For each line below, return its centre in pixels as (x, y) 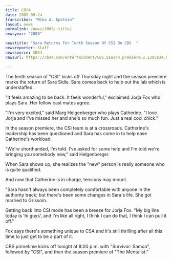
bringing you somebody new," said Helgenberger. (58, 154)
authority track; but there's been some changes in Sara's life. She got (79, 194)
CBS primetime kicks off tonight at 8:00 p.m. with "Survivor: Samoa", (78, 246)
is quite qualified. (24, 169)
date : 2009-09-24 (24, 15)
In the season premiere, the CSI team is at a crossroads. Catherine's (77, 128)
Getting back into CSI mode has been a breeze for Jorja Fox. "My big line (82, 210)
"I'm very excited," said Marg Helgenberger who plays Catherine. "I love (81, 113)
